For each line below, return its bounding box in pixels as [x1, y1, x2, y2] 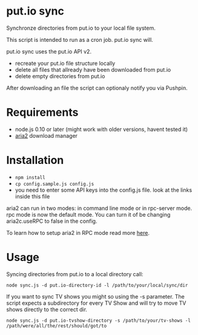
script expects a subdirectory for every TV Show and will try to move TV [6, 299, 186, 306]
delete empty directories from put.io [15, 72, 105, 80]
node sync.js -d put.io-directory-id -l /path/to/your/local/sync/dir [6, 282, 188, 288]
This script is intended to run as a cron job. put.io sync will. [6, 36, 153, 43]
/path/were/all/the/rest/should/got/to [6, 323, 107, 329]
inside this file [15, 192, 50, 200]
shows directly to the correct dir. [6, 305, 88, 313]
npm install [15, 174, 45, 180]
